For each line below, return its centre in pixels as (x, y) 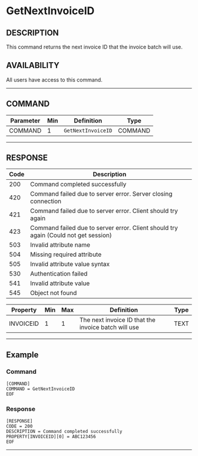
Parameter (25, 121)
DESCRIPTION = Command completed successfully (64, 432)
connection (46, 201)
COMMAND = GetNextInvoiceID (41, 389)
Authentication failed (59, 274)
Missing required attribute (66, 254)
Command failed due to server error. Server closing (101, 194)
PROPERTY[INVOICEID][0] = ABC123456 (51, 437)
